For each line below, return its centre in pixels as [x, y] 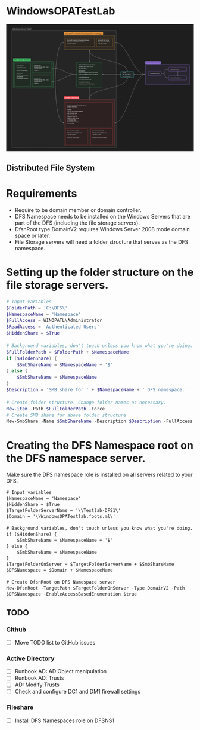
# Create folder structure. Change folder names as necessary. [86, 402]
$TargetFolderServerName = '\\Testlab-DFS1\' [63, 511]
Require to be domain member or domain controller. [78, 210]
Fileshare [20, 707]
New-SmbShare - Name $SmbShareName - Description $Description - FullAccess [100, 421]
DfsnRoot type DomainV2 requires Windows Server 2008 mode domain [102, 229]
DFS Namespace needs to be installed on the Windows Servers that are [102, 216]
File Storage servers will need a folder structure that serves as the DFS [101, 242]
